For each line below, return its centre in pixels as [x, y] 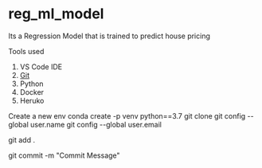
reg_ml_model [56, 14]
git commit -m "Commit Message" [65, 155]
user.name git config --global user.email [96, 124]
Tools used [26, 51]
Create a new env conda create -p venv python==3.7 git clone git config [127, 115]
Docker [32, 92]
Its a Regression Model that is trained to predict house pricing [109, 36]
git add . [22, 139]
